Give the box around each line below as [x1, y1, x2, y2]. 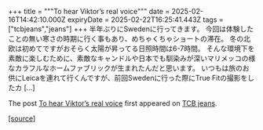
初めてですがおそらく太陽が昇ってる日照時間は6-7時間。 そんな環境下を [21, 44, 255, 53]
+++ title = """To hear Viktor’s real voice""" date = [8, 7, 170, 16]
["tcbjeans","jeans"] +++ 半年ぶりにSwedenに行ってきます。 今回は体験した [8, 24, 254, 34]
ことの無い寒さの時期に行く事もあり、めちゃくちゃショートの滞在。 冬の [8, 34, 244, 43]
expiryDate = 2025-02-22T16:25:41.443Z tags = [67, 15, 224, 24]
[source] [8, 114, 36, 123]
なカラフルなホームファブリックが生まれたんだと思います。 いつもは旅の [8, 63, 243, 73]
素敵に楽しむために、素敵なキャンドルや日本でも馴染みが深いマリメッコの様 [8, 54, 256, 63]
